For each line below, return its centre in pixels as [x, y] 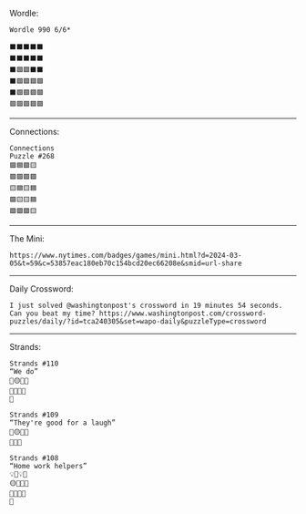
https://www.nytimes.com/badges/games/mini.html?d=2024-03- [126, 255]
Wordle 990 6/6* [40, 30]
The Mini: [27, 239]
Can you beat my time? [52, 314]
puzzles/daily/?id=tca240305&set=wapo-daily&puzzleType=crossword [138, 322]
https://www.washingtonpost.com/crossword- [183, 314]
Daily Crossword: [42, 289]
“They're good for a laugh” [63, 423]
